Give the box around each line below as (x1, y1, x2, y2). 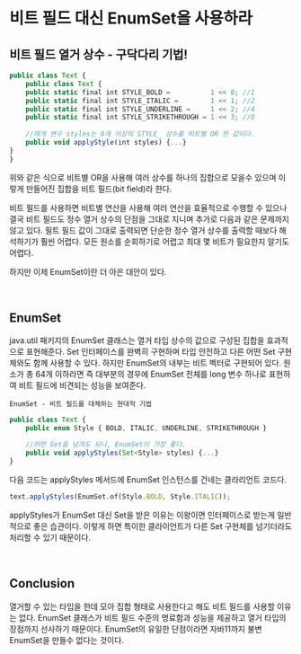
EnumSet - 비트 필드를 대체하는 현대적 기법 (9, 400, 153, 409)
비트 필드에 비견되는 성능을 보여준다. (18, 380, 146, 391)
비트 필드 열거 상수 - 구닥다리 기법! (9, 47, 189, 62)
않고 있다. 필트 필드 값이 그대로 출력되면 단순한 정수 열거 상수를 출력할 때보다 (9, 225, 278, 235)
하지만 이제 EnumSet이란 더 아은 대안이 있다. (9, 266, 167, 277)
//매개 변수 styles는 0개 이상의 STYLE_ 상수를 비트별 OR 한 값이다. (25, 129, 255, 139)
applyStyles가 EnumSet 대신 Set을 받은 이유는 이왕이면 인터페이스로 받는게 (9, 509, 276, 520)
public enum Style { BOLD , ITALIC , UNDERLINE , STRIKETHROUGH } (25, 424, 268, 433)
